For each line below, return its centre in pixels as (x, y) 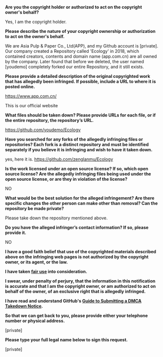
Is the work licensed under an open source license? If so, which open (77, 169)
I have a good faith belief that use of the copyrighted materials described (81, 251)
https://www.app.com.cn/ (31, 96)
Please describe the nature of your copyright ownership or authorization (80, 31)
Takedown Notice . (24, 306)
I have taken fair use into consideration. (46, 272)
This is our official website (32, 106)
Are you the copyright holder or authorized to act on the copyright (74, 7)
